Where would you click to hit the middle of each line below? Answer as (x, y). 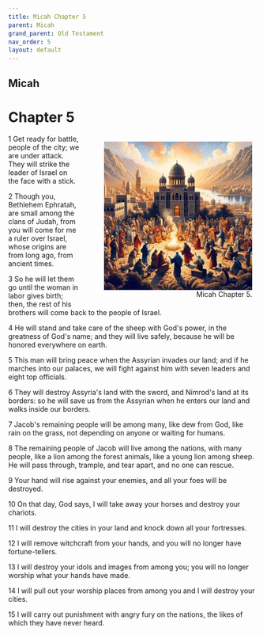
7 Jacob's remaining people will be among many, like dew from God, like (126, 424)
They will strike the (39, 164)
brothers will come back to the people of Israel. (85, 313)
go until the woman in (43, 287)
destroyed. (26, 489)
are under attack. (36, 156)
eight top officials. (38, 377)
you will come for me (42, 230)
